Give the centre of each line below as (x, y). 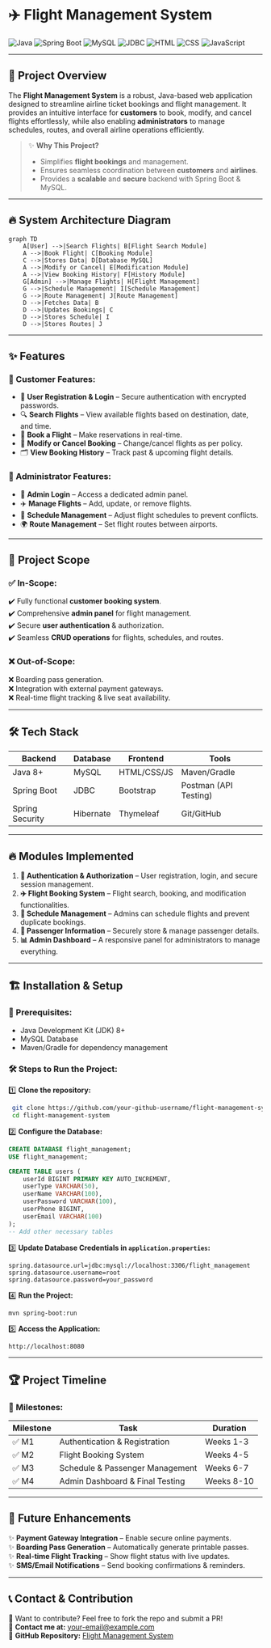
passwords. (39, 405)
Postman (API (207, 786)
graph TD (23, 239)
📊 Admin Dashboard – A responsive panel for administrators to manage (140, 940)
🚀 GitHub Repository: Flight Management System (91, 1635)
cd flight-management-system (61, 1116)
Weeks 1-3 (227, 1442)
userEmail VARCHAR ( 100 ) (63, 1216)
